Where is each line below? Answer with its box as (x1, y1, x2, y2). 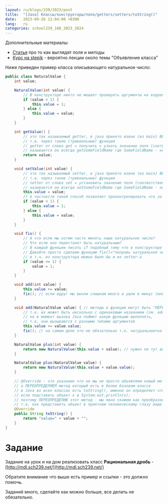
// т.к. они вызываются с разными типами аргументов (23, 319, 135, 324)
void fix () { (14, 231, 41, 236)
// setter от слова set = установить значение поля (23, 180, 133, 185)
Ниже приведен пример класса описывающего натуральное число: (5, 65, 151, 71)
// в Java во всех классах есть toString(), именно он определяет (14, 388, 155, 393)
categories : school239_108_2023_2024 (5, 26, 84, 31)
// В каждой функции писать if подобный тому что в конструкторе (23, 245, 162, 250)
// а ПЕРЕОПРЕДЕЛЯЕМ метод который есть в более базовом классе (14, 383, 151, 388)
